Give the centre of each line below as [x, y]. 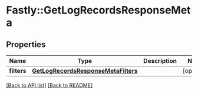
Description [160, 61]
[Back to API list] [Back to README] [49, 85]
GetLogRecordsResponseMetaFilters [85, 71]
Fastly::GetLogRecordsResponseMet [98, 10]
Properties [26, 44]
